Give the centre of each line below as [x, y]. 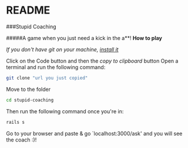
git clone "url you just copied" [47, 78]
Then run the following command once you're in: [65, 111]
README [28, 10]
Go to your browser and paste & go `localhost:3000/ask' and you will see [94, 133]
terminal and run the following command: [56, 67]
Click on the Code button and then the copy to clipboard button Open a [92, 61]
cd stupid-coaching [30, 100]
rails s [16, 122]
